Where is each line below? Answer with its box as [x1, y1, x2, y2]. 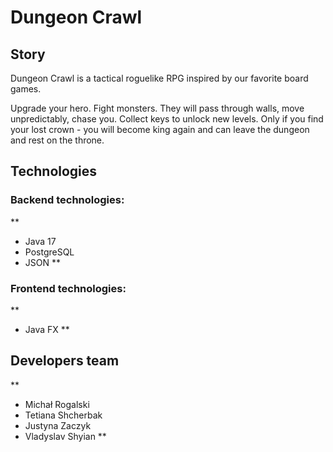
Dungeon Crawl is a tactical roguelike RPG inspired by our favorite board [10, 72, 309, 84]
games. [10, 83, 42, 95]
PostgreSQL [24, 246, 75, 258]
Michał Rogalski [24, 398, 90, 410]
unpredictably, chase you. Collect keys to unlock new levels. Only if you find [10, 113, 324, 125]
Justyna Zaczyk [24, 419, 92, 431]
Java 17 [24, 235, 57, 247]
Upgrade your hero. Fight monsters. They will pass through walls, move [10, 102, 305, 114]
